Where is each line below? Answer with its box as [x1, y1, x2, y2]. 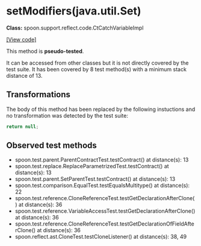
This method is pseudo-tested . [6, 47, 84, 55]
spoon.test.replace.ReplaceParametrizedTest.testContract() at [14, 163, 170, 170]
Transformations [6, 89, 71, 100]
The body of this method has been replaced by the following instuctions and [6, 106, 196, 113]
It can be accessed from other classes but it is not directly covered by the [6, 59, 189, 66]
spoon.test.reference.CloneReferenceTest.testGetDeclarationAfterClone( [14, 195, 195, 202]
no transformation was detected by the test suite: [6, 112, 128, 119]
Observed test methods [6, 140, 97, 151]
